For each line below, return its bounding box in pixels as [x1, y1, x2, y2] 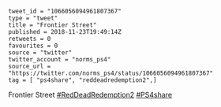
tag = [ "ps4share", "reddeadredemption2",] [8, 76, 157, 84]
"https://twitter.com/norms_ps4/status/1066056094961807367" [8, 69, 214, 77]
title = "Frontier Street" [8, 21, 97, 29]
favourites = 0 [8, 42, 58, 50]
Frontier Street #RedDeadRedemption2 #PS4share [8, 90, 172, 99]
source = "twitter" [8, 49, 73, 57]
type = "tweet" [8, 14, 58, 22]
